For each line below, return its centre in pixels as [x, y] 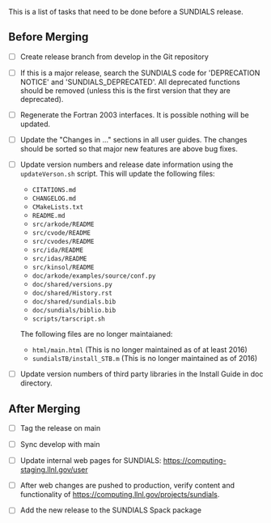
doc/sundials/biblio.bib [74, 311]
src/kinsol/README [63, 268]
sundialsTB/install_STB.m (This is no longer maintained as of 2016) [145, 359]
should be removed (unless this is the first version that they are [125, 90]
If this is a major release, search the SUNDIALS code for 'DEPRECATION [140, 73]
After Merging [44, 408]
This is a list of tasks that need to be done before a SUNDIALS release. [126, 12]
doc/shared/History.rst [72, 293]
